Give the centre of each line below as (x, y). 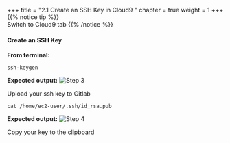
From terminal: (28, 55)
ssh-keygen (23, 68)
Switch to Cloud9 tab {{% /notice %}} (60, 24)
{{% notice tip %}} (33, 17)
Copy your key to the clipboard (51, 132)
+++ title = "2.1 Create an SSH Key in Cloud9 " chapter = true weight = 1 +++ (115, 10)
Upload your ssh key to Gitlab (49, 94)
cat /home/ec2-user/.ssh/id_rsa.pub (59, 106)
